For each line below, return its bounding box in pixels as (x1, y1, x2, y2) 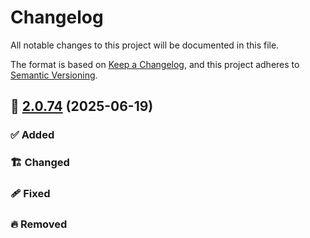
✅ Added (10, 128, 55, 142)
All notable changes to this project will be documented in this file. (10, 39, 280, 51)
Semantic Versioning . (10, 69, 98, 81)
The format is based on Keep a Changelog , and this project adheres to (10, 58, 300, 70)
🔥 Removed (10, 217, 68, 231)
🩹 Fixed (10, 187, 51, 201)
